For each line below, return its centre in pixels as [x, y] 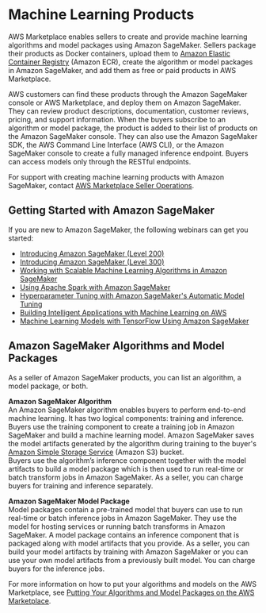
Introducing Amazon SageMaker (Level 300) [92, 262]
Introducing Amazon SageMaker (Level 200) [92, 253]
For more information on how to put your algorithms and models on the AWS [133, 584]
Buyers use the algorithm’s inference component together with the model [127, 460]
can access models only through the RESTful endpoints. [100, 161]
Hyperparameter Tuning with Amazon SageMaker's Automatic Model [132, 295]
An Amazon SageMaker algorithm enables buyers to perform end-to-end [127, 410]
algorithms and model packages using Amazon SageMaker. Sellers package [132, 44]
